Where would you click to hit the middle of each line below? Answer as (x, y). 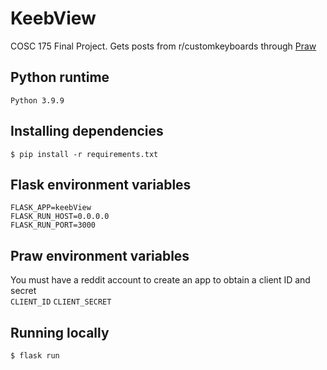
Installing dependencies (87, 131)
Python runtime (60, 77)
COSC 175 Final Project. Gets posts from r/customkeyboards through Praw (163, 46)
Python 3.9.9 (37, 100)
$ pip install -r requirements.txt (84, 154)
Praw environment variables (100, 255)
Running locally (60, 332)
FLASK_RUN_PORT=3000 (53, 225)
